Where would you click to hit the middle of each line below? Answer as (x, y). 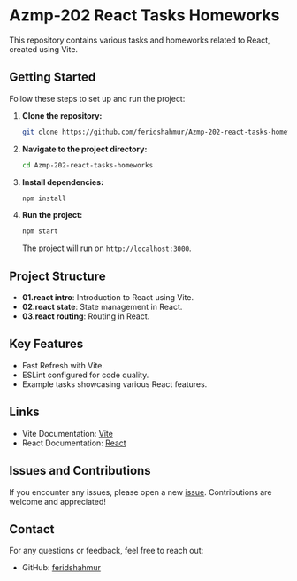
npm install (44, 198)
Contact (32, 529)
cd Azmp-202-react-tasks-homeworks (88, 165)
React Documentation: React (74, 443)
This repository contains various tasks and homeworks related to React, (140, 40)
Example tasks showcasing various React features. (114, 384)
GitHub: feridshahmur (61, 568)
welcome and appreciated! (57, 501)
